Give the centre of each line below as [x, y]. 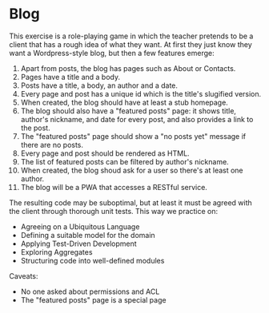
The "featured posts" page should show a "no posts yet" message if [133, 136]
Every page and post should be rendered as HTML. [105, 153]
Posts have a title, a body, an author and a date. [99, 85]
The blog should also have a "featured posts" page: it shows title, [128, 111]
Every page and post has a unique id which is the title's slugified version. [141, 93]
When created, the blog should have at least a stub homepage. [124, 102]
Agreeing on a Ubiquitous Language [80, 226]
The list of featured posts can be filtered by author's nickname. [124, 161]
